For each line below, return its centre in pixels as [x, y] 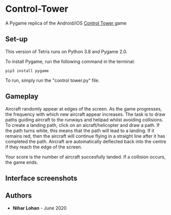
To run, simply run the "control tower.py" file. [53, 80]
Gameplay [22, 96]
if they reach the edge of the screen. [44, 147]
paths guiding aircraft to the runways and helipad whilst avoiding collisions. [84, 120]
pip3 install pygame [27, 71]
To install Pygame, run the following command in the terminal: [70, 61]
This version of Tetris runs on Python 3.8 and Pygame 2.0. [66, 51]
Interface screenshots [41, 178]
